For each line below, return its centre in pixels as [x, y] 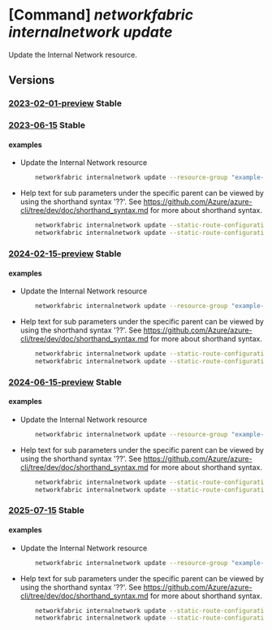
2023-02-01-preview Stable [65, 103]
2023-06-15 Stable [47, 125]
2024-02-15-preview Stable [65, 254]
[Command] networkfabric [101, 15]
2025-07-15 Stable [47, 511]
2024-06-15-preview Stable [65, 382]
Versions [32, 80]
